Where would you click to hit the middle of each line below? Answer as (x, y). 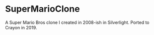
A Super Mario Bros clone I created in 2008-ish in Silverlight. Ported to (77, 22)
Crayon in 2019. (21, 27)
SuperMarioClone (43, 9)
